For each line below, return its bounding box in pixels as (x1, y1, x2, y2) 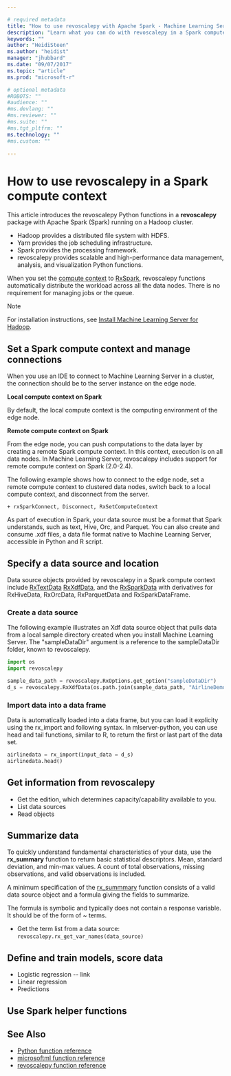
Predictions (16, 985, 49, 993)
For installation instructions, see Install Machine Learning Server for (7, 315, 199, 324)
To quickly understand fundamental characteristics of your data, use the (7, 848, 212, 856)
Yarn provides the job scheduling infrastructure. (16, 239, 153, 247)
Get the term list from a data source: (16, 925, 120, 933)
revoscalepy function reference (16, 1062, 107, 1070)
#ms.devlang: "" (7, 106, 54, 112)
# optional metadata (7, 86, 67, 93)
